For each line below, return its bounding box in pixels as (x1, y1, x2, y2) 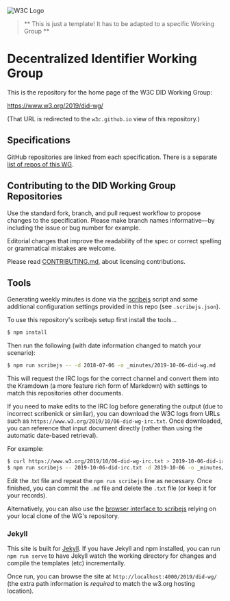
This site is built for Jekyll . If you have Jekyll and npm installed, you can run (7, 545, 220, 553)
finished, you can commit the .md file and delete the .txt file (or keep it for (7, 484, 217, 492)
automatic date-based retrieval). (7, 432, 98, 440)
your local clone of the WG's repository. (7, 511, 120, 520)
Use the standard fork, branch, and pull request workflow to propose (7, 209, 201, 217)
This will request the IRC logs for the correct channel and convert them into (7, 374, 219, 383)
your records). (7, 491, 48, 500)
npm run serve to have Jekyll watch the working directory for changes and (7, 552, 217, 560)
